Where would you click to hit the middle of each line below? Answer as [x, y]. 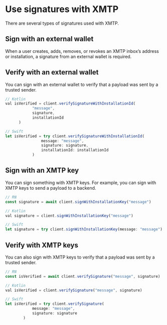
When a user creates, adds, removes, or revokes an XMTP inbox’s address [82, 51]
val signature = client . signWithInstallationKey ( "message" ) [69, 216]
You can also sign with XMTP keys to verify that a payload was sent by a [80, 257]
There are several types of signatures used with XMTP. [62, 23]
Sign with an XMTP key [42, 170]
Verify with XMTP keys [42, 245]
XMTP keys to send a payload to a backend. [51, 188]
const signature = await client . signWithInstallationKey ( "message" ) [78, 202]
